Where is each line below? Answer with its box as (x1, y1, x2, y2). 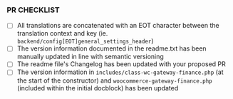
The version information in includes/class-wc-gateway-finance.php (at (16, 68, 224, 76)
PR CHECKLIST (6, 5, 60, 15)
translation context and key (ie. (16, 29, 108, 38)
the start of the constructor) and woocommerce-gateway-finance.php (16, 76, 213, 85)
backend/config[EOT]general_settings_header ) (16, 37, 154, 46)
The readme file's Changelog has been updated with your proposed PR (16, 60, 226, 68)
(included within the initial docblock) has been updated (16, 83, 179, 92)
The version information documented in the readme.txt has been (16, 44, 207, 53)
